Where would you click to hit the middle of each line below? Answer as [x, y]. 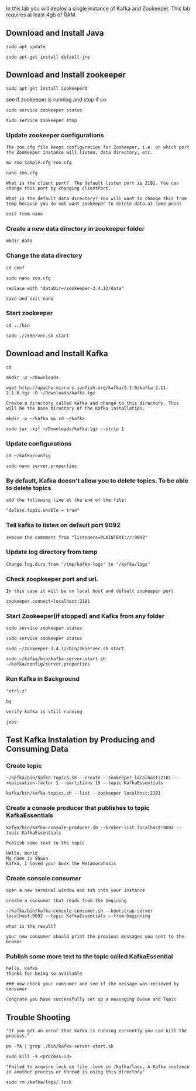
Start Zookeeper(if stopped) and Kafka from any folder [85, 616]
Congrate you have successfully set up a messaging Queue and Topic [91, 999]
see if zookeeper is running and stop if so [56, 99]
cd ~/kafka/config [28, 455]
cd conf [16, 268]
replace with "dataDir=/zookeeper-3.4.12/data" [65, 288]
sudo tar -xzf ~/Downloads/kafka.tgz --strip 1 [65, 429]
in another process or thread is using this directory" [75, 1072]
